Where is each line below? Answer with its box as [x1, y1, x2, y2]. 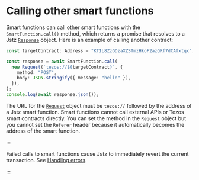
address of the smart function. [6, 127, 81, 134]
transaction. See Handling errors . [6, 156, 87, 163]
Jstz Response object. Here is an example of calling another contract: [6, 36, 174, 43]
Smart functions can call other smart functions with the [6, 24, 141, 31]
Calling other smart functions [6, 4, 154, 18]
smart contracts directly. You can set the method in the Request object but [6, 114, 187, 122]
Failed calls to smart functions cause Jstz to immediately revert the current [6, 150, 189, 157]
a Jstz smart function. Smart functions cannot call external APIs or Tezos [6, 108, 185, 115]
